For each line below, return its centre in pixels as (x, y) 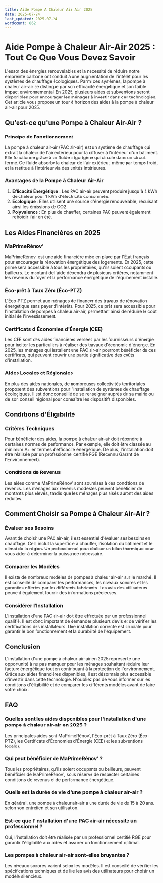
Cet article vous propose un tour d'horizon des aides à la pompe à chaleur (80, 102)
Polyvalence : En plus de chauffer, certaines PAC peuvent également (81, 212)
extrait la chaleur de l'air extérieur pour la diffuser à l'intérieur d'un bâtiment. (81, 152)
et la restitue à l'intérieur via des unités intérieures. (56, 168)
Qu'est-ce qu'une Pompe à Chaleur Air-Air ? (73, 123)
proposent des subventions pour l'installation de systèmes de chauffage (77, 389)
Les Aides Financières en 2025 (53, 232)
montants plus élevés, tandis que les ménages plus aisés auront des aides (79, 493)
